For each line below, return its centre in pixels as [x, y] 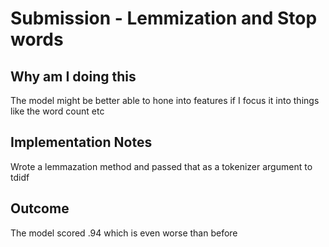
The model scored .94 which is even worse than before [124, 233]
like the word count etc [57, 111]
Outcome [40, 208]
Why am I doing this [73, 76]
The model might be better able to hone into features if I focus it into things [165, 100]
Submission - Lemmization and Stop [164, 18]
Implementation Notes [81, 142]
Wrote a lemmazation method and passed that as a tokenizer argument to [161, 166]
